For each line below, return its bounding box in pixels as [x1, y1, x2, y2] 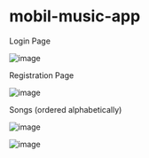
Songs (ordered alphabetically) [9, 104, 122, 115]
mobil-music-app [9, 6, 141, 27]
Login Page [9, 36, 51, 46]
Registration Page [9, 69, 74, 81]
